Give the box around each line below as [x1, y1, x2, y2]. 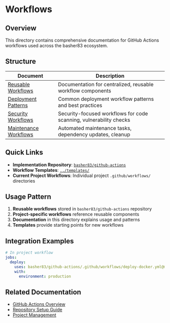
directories [12, 177, 35, 184]
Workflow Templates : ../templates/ [12, 167, 90, 173]
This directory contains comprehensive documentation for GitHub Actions [5, 37, 159, 43]
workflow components [58, 87, 111, 94]
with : [14, 269, 26, 274]
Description [96, 72, 125, 79]
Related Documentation [5, 288, 81, 296]
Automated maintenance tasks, [58, 124, 132, 131]
